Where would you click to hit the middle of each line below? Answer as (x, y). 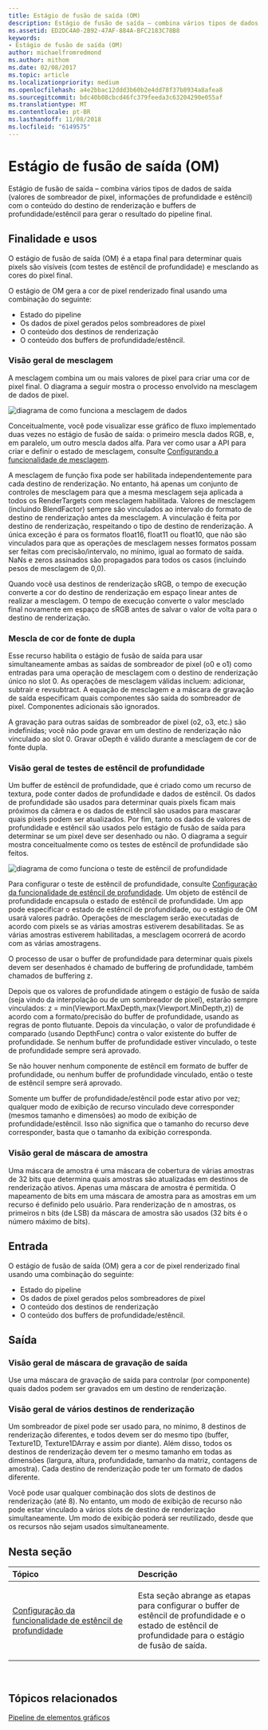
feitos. (19, 853)
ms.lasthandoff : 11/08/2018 (55, 120)
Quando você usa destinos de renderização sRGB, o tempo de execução (128, 584)
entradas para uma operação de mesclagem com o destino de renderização (133, 673)
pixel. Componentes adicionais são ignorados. (84, 707)
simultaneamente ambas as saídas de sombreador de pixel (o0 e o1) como (130, 664)
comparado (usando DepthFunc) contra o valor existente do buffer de (123, 1034)
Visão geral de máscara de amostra (78, 1153)
